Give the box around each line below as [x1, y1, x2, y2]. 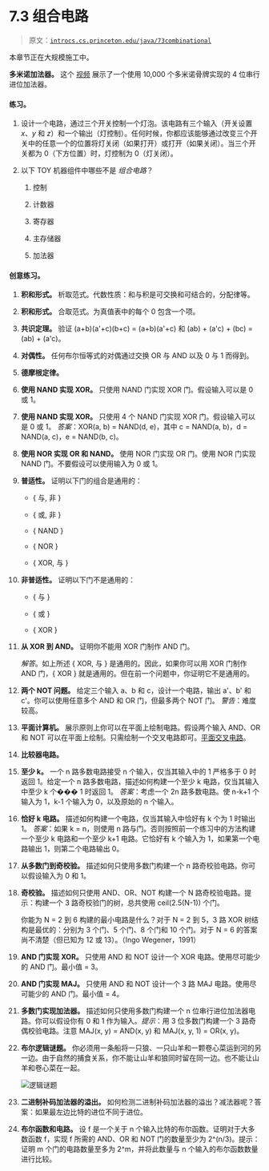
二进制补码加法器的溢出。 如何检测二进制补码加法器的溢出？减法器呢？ [20, 1097, 255, 1107]
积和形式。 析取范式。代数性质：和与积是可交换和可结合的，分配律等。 [20, 290, 255, 300]
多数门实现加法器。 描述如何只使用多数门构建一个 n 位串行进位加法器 [20, 1006, 249, 1016]
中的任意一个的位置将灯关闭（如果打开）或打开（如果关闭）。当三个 [27, 139, 249, 148]
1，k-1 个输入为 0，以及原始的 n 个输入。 [43, 797, 179, 807]
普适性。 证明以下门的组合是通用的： [20, 476, 143, 485]
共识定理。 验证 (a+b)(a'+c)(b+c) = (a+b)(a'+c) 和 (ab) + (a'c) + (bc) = [20, 324, 253, 333]
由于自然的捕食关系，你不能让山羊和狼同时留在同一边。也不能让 [42, 1053, 253, 1063]
